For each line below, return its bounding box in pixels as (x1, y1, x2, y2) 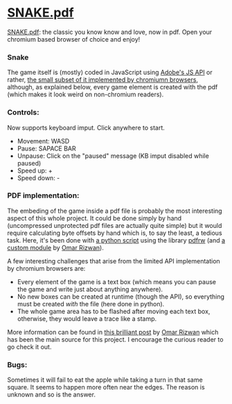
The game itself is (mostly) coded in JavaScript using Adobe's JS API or (7, 68, 213, 77)
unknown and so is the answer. (7, 390, 96, 399)
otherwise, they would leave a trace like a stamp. (17, 314, 157, 323)
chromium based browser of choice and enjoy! (7, 35, 141, 43)
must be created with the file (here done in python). (17, 299, 165, 308)
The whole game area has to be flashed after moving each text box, (17, 307, 211, 315)
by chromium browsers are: (7, 264, 86, 272)
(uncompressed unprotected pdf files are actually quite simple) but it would (7, 221, 222, 229)
